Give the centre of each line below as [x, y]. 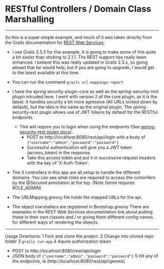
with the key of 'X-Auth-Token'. [58, 163]
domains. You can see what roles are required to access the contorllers [84, 177]
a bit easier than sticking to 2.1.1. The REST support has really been [79, 57]
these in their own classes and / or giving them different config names [82, 217]
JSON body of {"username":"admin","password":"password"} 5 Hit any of [85, 256]
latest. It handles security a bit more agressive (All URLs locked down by [85, 102]
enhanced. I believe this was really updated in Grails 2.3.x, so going [80, 62]
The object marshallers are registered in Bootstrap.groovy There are [81, 206]
